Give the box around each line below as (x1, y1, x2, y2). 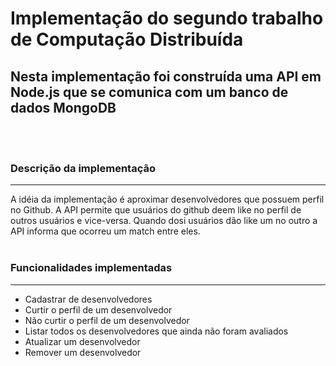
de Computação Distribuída (10, 28, 244, 51)
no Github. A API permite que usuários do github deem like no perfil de (10, 204, 302, 216)
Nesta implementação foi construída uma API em (10, 68, 322, 85)
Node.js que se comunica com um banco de (10, 83, 289, 101)
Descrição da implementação (10, 161, 156, 175)
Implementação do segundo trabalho (10, 7, 324, 30)
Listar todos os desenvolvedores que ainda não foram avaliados (24, 325, 289, 337)
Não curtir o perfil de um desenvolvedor (24, 314, 190, 326)
